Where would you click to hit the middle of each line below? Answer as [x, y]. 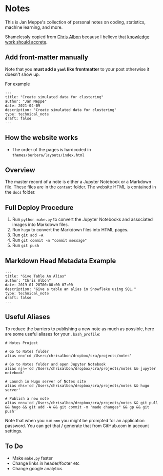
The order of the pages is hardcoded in [51, 149]
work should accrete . [26, 42]
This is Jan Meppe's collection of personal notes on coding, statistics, [75, 22]
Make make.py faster [32, 458]
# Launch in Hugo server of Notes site [46, 381]
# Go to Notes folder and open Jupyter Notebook [55, 364]
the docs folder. [20, 192]
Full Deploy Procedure [40, 208]
